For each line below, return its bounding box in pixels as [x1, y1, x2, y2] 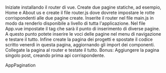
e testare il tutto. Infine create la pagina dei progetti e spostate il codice [5, 36, 153, 42]
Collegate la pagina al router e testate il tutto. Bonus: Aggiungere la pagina [5, 47, 159, 53]
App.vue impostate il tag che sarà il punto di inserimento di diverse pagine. [5, 26, 160, 32]
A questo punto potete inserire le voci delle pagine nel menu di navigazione [5, 31, 161, 37]
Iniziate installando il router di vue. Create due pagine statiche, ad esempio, [5, 5, 161, 10]
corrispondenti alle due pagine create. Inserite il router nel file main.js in [5, 15, 154, 21]
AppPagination [5, 62, 36, 68]
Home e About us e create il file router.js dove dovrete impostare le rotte [5, 10, 155, 16]
